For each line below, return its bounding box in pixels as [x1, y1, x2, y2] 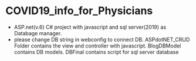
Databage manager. [13, 29, 62, 36]
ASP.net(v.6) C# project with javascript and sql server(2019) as [13, 23, 167, 30]
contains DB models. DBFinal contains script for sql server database [13, 48, 179, 55]
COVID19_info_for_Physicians [5, 4, 153, 18]
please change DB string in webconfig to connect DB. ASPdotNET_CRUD [13, 36, 190, 43]
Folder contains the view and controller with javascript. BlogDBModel [13, 42, 181, 49]
